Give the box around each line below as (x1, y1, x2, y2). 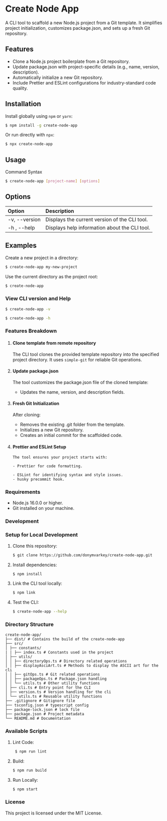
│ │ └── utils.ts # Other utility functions (5, 681, 100, 686)
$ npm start (12, 786, 38, 792)
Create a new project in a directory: (5, 255, 79, 261)
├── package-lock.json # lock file (5, 707, 80, 712)
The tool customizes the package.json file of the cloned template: (12, 379, 148, 385)
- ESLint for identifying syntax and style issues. (12, 473, 123, 478)
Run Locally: (12, 777, 39, 783)
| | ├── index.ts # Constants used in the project (5, 650, 114, 655)
